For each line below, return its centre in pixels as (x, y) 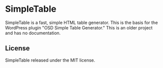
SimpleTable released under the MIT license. (50, 60)
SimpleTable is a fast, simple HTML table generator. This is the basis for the (81, 23)
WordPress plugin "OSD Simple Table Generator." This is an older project (79, 27)
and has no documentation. (33, 33)
